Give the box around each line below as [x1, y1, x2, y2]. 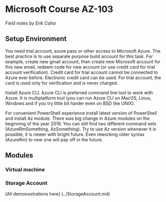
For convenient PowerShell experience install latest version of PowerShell [5, 110, 157, 116]
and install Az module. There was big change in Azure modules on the [5, 115, 150, 121]
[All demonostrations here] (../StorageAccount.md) [5, 191, 110, 197]
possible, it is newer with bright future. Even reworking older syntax [5, 131, 145, 137]
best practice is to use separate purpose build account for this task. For [5, 53, 153, 59]
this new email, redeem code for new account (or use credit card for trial [5, 64, 155, 70]
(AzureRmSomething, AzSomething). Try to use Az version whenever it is [5, 126, 156, 132]
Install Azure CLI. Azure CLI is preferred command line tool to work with [5, 89, 153, 96]
